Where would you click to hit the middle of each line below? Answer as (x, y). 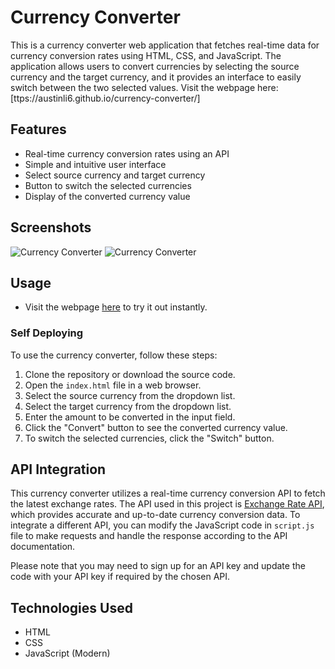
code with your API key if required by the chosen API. (120, 577)
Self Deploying (47, 333)
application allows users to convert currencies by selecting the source (155, 66)
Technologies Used (71, 607)
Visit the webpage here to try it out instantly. (116, 307)
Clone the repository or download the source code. (130, 374)
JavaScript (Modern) (67, 653)
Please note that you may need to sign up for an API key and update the (158, 566)
